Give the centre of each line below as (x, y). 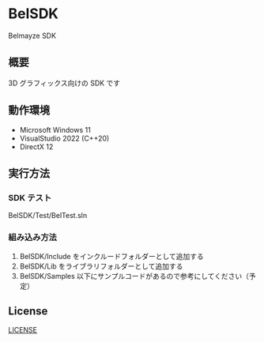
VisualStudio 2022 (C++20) (64, 138)
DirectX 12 (36, 146)
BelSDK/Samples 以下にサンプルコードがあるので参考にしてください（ (134, 276)
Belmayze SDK (32, 36)
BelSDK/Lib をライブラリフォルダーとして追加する (101, 266)
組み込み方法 (33, 238)
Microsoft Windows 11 (55, 130)
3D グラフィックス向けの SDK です (64, 83)
